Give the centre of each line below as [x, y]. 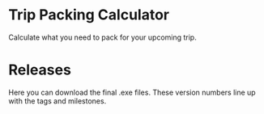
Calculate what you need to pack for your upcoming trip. [102, 37]
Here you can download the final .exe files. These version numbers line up [132, 92]
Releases [40, 70]
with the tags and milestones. [57, 101]
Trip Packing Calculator [89, 15]
